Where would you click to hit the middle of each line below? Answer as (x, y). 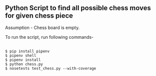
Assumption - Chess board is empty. (43, 27)
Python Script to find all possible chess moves (78, 8)
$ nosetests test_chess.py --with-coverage (51, 68)
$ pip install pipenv (27, 51)
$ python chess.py (24, 64)
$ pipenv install (23, 60)
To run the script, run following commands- (50, 37)
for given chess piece (39, 16)
